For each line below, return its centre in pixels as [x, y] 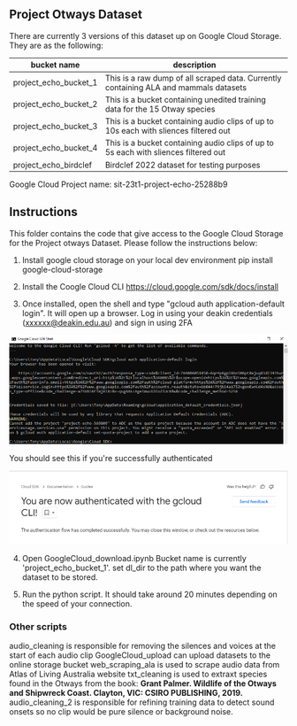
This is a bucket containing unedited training [186, 99]
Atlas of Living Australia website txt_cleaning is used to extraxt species [138, 674]
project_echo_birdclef [53, 165]
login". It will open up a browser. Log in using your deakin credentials [147, 313]
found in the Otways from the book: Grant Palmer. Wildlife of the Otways [143, 684]
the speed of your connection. [77, 604]
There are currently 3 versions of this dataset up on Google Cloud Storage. [145, 35]
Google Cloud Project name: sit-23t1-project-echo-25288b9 [118, 184]
